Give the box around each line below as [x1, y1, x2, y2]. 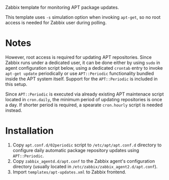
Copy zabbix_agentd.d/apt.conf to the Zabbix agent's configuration [12, 158, 155, 164]
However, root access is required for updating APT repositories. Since [5, 54, 152, 60]
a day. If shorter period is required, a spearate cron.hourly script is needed [5, 102, 163, 108]
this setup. [5, 81, 27, 87]
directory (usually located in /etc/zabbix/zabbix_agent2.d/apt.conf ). [12, 163, 158, 169]
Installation [5, 125, 54, 137]
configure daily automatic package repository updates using [12, 147, 139, 153]
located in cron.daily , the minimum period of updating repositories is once [5, 96, 162, 102]
